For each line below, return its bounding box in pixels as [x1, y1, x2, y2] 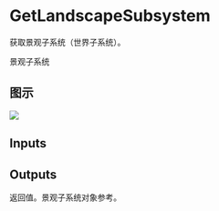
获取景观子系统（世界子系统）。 [9, 36, 126, 47]
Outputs [9, 166, 57, 182]
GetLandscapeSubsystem [9, 5, 212, 26]
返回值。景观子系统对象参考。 [9, 192, 121, 203]
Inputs [9, 136, 47, 151]
